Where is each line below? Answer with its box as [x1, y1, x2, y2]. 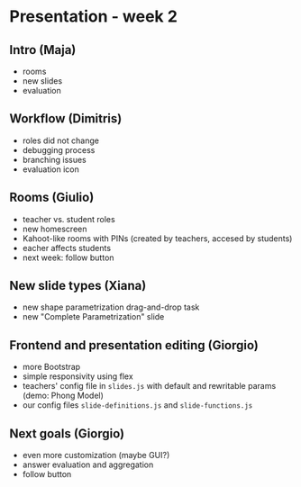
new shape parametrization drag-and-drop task [22, 302, 200, 312]
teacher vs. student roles [22, 213, 115, 224]
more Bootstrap [22, 362, 81, 373]
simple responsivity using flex [22, 371, 133, 382]
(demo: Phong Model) [22, 390, 104, 401]
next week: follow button [22, 252, 114, 263]
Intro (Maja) [9, 42, 77, 58]
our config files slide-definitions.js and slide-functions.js [22, 400, 253, 410]
